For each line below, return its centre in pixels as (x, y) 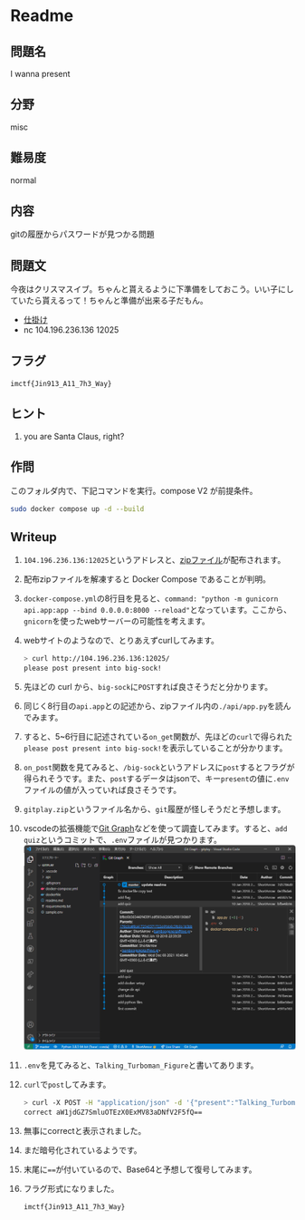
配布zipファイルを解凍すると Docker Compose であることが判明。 (147, 579)
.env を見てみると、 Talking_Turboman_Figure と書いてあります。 (141, 1065)
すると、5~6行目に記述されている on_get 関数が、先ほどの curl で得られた (158, 737)
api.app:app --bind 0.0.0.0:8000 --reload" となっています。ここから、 (157, 610)
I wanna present (40, 74)
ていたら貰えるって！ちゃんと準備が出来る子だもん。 (109, 301)
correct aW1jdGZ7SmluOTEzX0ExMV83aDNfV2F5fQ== (113, 1112)
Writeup (33, 537)
